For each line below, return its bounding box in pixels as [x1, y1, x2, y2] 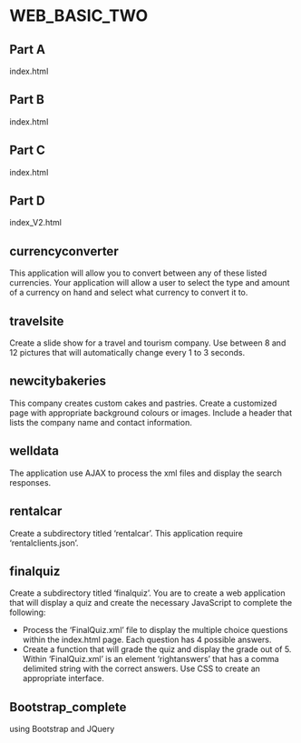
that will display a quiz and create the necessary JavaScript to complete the [9, 597, 293, 608]
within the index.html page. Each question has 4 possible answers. [22, 634, 272, 646]
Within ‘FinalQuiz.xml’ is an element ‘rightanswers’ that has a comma [22, 654, 279, 665]
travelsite [9, 313, 64, 328]
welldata [9, 443, 59, 459]
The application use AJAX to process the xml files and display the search [9, 467, 283, 478]
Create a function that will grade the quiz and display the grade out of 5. [22, 644, 292, 655]
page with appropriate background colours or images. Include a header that [9, 407, 293, 418]
